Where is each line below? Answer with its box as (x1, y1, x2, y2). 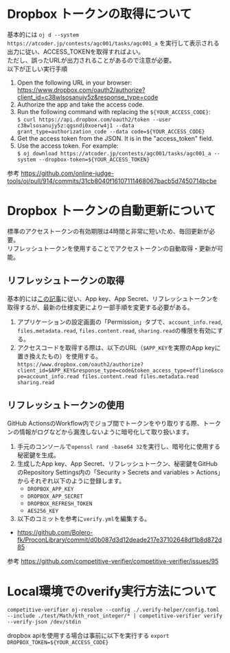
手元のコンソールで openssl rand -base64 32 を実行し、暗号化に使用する (16, 442, 221, 450)
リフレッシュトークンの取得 (7, 275, 125, 287)
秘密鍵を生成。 (16, 451, 60, 459)
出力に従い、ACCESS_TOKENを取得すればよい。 (7, 47, 145, 56)
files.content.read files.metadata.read (82, 373, 199, 380)
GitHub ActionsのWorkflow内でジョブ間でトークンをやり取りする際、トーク (7, 419, 222, 427)
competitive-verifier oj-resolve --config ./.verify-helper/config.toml (7, 606, 220, 614)
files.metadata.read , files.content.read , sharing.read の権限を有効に (16, 326, 218, 334)
